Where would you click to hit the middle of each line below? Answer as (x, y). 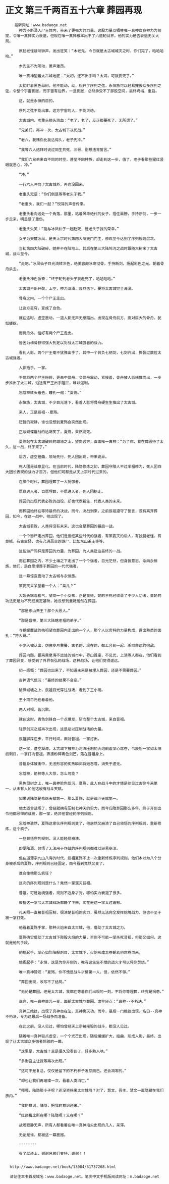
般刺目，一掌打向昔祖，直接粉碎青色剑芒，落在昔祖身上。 (56, 754)
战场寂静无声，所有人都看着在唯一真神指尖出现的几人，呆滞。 (73, 1125)
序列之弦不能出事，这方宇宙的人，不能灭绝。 (58, 111)
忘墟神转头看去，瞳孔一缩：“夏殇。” (50, 393)
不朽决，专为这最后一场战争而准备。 (37, 1016)
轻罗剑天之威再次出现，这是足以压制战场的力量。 (62, 729)
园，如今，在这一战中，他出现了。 (35, 516)
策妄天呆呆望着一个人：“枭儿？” (47, 586)
